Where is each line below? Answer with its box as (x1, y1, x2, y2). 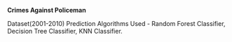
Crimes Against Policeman (7, 6, 86, 14)
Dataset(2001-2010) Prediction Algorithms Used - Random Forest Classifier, (7, 20, 226, 27)
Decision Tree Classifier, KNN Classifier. (7, 27, 123, 35)
